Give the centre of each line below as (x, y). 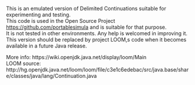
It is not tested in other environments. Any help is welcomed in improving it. (97, 33)
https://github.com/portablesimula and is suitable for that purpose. (86, 27)
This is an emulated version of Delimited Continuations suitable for (86, 8)
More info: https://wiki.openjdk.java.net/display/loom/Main (76, 57)
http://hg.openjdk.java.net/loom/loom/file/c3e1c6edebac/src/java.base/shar (97, 69)
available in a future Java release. (47, 46)
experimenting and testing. (38, 15)
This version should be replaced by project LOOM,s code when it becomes (96, 40)
